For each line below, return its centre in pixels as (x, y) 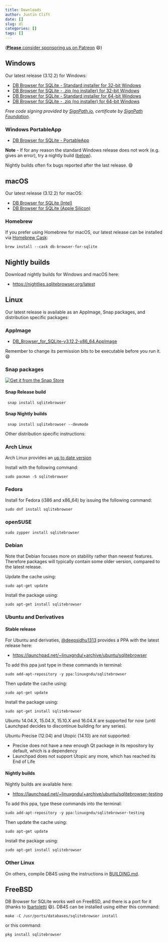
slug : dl (14, 24)
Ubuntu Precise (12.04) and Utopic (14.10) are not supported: (68, 736)
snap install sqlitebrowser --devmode (48, 424)
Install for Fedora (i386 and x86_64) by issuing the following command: (78, 500)
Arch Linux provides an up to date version (48, 458)
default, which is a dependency (45, 751)
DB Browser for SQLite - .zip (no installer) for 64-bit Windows (76, 101)
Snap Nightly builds (26, 414)
